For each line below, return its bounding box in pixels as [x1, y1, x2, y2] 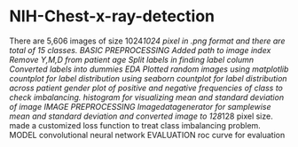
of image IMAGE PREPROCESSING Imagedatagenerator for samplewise [9, 101, 271, 112]
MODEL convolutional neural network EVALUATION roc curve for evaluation [9, 129, 286, 140]
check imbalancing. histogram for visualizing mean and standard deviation [9, 91, 285, 103]
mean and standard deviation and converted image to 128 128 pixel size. [9, 111, 273, 121]
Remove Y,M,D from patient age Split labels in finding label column [9, 54, 255, 65]
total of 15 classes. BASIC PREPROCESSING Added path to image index [9, 44, 271, 55]
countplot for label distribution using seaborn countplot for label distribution [9, 73, 287, 83]
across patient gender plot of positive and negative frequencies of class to [9, 82, 284, 93]
